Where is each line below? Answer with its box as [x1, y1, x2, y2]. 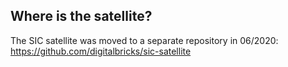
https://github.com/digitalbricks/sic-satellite [10, 45, 192, 57]
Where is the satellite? [10, 8, 153, 25]
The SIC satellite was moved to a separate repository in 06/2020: [10, 34, 279, 46]
